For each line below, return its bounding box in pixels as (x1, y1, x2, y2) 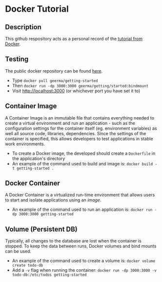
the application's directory (12, 155, 65, 161)
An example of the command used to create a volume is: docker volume (12, 258, 155, 264)
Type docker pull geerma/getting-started (12, 77, 98, 83)
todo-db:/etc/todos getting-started (12, 272, 87, 278)
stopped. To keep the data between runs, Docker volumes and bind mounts (5, 243, 157, 249)
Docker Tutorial (5, 3, 69, 15)
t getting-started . (12, 166, 54, 171)
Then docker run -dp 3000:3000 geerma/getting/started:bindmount (12, 82, 149, 88)
